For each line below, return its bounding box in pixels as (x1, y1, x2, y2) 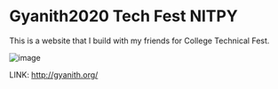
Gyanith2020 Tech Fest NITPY (9, 6, 238, 26)
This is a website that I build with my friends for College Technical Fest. (9, 35, 270, 46)
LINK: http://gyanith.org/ (9, 69, 99, 80)
